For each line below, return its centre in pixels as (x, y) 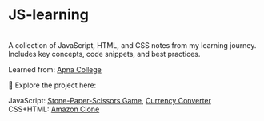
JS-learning (49, 15)
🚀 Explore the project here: (52, 85)
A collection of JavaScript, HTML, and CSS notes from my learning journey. (132, 45)
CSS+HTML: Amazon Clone (54, 109)
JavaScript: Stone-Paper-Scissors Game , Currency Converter (110, 100)
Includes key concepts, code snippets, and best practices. (104, 54)
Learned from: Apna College (55, 69)
